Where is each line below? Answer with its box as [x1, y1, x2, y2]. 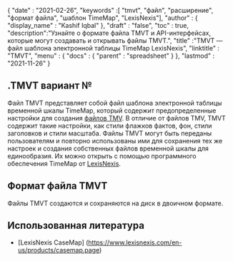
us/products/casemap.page [17, 246, 100, 255]
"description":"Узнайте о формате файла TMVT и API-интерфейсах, [7, 29, 212, 37]
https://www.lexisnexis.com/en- [88, 238, 182, 247]
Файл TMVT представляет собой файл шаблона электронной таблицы [7, 98, 222, 107]
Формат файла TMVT [7, 180, 108, 192]
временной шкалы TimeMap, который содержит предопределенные [7, 106, 217, 115]
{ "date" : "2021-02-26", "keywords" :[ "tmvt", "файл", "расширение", [7, 6, 214, 14]
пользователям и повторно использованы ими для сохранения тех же [7, 136, 223, 145]
